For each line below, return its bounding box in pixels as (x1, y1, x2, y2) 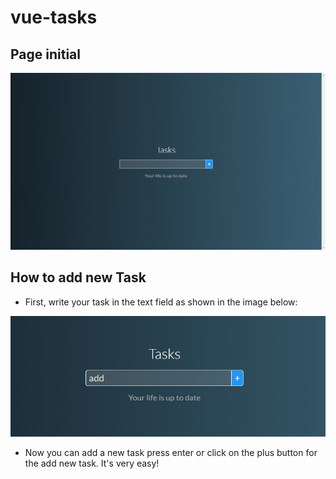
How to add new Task (10, 269, 147, 286)
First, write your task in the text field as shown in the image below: (24, 296, 298, 308)
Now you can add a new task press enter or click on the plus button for (24, 446, 318, 458)
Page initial (10, 46, 82, 63)
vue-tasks (10, 6, 98, 29)
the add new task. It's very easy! (24, 457, 160, 469)
